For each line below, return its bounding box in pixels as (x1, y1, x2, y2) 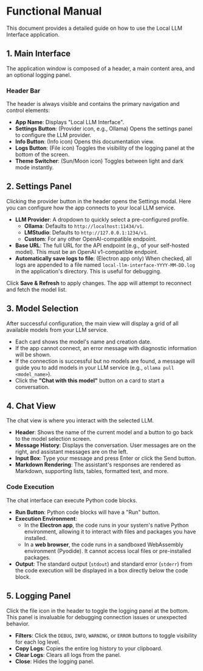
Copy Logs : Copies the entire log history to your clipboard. (15, 644, 163, 652)
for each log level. (15, 638, 61, 645)
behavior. (6, 620, 30, 627)
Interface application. (6, 30, 60, 38)
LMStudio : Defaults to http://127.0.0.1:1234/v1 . (24, 228, 148, 236)
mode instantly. (15, 164, 54, 171)
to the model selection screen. (15, 435, 91, 443)
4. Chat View (6, 401, 56, 412)
